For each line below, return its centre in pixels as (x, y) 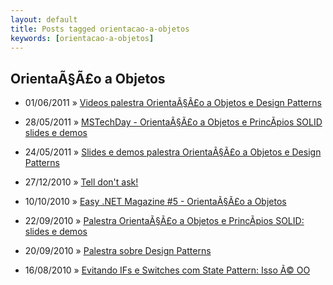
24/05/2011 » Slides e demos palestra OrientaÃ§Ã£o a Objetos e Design (173, 152)
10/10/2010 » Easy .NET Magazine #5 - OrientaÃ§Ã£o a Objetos (155, 202)
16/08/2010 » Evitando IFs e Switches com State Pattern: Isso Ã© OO (167, 270)
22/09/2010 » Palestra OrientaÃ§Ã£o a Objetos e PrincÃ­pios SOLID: (164, 221)
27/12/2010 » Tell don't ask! (81, 182)
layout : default (44, 19)
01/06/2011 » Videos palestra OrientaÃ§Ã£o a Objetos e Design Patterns (173, 103)
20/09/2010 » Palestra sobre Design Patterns (118, 251)
